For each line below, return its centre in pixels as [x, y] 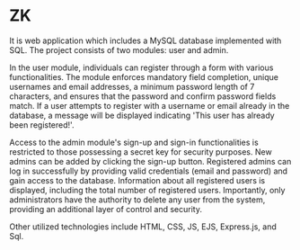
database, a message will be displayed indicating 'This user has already [142, 115]
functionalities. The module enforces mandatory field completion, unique [144, 76]
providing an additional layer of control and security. [106, 209]
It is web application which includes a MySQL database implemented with [146, 40]
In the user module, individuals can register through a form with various [141, 67]
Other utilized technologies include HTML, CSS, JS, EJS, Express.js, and [143, 227]
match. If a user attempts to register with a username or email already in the [150, 105]
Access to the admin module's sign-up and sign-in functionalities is [134, 142]
